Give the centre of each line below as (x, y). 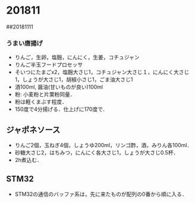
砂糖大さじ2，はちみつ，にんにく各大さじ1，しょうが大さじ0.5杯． (97, 153)
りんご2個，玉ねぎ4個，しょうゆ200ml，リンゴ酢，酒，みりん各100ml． (103, 145)
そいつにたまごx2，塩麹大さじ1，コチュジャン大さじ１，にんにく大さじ (102, 72)
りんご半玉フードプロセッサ (49, 65)
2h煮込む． (29, 160)
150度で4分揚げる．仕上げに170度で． (61, 109)
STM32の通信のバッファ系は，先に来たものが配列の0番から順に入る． (101, 194)
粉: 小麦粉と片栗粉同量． (45, 94)
